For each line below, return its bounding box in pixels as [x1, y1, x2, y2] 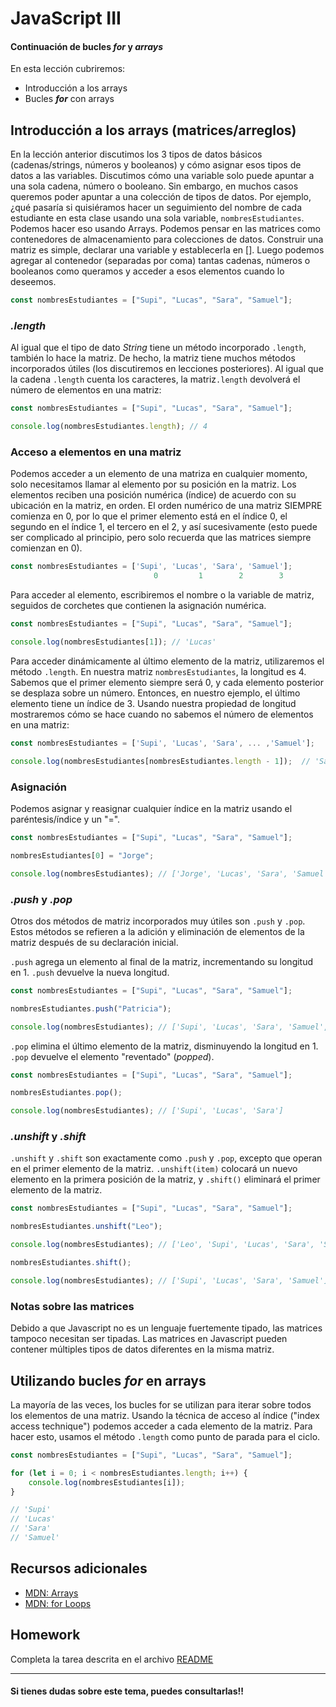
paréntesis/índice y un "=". [10, 813, 121, 825]
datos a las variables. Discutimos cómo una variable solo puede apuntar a [10, 170, 315, 182]
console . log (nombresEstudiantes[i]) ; [28, 1477, 186, 1487]
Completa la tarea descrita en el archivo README [10, 1653, 214, 1665]
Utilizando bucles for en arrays [10, 1372, 207, 1389]
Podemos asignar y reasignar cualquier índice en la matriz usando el [10, 802, 293, 814]
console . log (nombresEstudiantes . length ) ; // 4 [10, 422, 208, 432]
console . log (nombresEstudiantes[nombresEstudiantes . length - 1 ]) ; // [10, 756, 311, 766]
